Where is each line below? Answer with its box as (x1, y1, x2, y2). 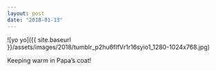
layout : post (7, 10, 45, 17)
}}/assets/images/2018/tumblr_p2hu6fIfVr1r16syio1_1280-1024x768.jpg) (7, 43, 210, 51)
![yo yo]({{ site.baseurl (7, 35, 71, 43)
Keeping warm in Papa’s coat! (7, 56, 92, 64)
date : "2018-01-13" (7, 17, 63, 23)
